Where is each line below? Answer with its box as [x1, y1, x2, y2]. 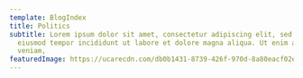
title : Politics [9, 22, 70, 30]
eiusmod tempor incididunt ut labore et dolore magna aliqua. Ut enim [17, 38, 289, 48]
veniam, [17, 47, 47, 56]
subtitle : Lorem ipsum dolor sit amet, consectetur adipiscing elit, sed [9, 30, 293, 39]
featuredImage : [9, 55, 67, 64]
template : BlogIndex [9, 13, 87, 22]
